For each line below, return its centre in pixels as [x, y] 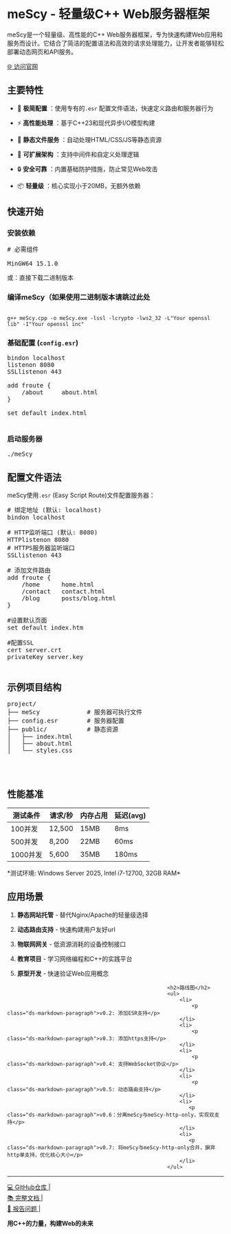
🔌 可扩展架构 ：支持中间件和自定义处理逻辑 [78, 154]
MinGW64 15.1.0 [33, 264]
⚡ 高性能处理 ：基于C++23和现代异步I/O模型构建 [86, 123]
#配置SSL [21, 643]
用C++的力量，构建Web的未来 [51, 1223]
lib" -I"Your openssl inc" [46, 324]
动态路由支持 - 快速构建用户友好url [66, 929]
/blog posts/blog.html [69, 598]
